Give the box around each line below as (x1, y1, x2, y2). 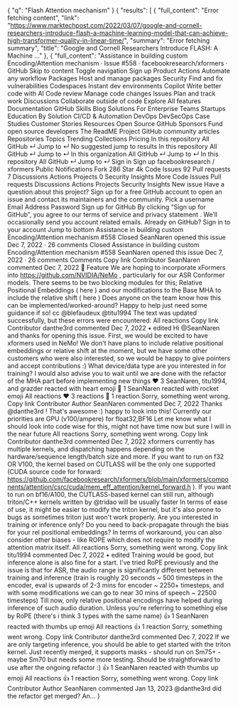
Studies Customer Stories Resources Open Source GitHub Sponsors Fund (7, 120, 223, 127)
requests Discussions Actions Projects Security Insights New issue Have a (7, 180, 225, 188)
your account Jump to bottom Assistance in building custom (7, 226, 184, 234)
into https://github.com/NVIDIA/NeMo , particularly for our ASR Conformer (7, 271, 225, 279)
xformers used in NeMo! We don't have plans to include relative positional (7, 339, 224, 347)
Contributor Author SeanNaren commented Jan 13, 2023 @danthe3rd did (7, 684, 222, 693)
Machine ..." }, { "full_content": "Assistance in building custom (7, 51, 188, 60)
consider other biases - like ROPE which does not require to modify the (7, 535, 215, 544)
